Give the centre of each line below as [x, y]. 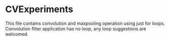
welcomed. [17, 34]
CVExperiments [39, 9]
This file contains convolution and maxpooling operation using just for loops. [85, 23]
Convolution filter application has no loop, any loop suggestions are [76, 28]
